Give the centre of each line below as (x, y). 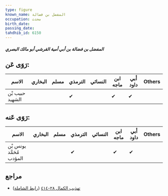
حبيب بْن (17, 93)
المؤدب (15, 159)
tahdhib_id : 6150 (23, 33)
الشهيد (15, 99)
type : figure (19, 10)
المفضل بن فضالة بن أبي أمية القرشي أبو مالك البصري (54, 49)
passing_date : (20, 28)
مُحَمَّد (13, 152)
